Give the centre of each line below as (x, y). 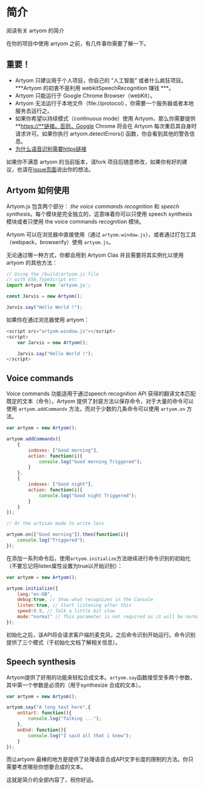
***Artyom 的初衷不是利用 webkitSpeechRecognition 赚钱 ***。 (94, 88)
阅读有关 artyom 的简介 (36, 30)
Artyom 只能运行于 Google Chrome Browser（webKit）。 (85, 96)
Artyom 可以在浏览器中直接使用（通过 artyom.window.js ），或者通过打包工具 (101, 234)
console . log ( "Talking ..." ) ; (65, 719)
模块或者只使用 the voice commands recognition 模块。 (75, 221)
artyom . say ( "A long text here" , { (49, 707)
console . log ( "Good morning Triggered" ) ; (90, 461)
